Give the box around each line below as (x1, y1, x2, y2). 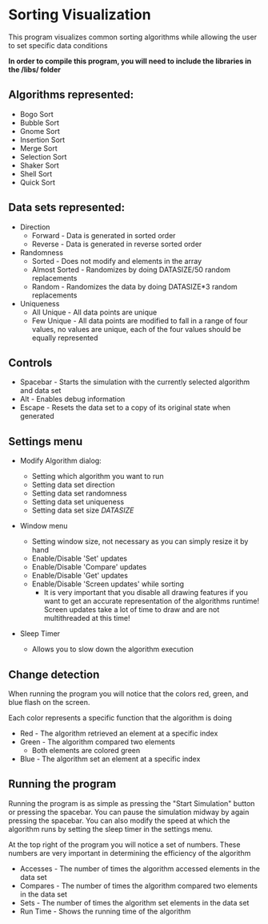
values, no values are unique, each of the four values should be (31, 324, 242, 334)
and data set (19, 386, 62, 395)
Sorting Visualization (8, 6, 151, 24)
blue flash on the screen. (8, 698, 90, 707)
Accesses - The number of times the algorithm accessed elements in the (19, 864, 260, 873)
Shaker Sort (19, 160, 60, 170)
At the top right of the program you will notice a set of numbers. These (8, 840, 241, 849)
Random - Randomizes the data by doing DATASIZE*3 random (31, 282, 238, 291)
